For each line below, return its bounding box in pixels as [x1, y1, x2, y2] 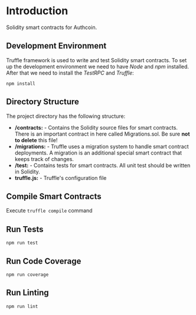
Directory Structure [6, 97, 80, 107]
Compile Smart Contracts [6, 191, 102, 201]
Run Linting [6, 288, 49, 298]
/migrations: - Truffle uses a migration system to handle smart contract [14, 143, 189, 150]
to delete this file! [14, 136, 58, 143]
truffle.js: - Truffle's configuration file [14, 174, 107, 181]
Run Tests [6, 224, 44, 234]
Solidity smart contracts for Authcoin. [6, 24, 97, 31]
